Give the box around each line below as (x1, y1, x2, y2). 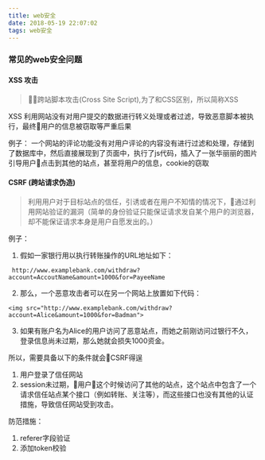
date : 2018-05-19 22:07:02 (8, 19, 98, 27)
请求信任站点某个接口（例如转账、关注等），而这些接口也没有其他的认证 (19, 389, 254, 399)
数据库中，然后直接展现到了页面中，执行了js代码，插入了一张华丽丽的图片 (14, 148, 258, 157)
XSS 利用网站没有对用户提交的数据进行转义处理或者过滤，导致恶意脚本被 (8, 111, 247, 121)
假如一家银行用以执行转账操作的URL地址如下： (19, 250, 173, 260)
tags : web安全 (8, 26, 53, 34)
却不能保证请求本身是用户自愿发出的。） (27, 216, 158, 226)
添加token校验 (19, 443, 67, 453)
